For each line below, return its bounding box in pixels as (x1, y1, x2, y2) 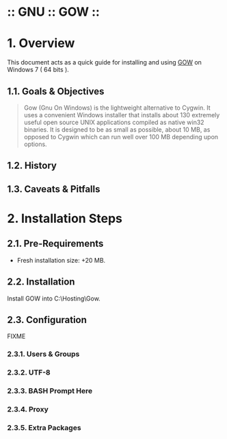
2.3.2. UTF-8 (7, 368, 51, 377)
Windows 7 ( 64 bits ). (7, 66, 70, 74)
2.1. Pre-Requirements (7, 238, 104, 250)
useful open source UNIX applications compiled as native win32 (23, 118, 204, 126)
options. (23, 140, 47, 148)
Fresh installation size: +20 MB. (16, 256, 106, 264)
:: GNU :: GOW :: (7, 4, 101, 20)
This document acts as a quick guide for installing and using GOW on (7, 58, 202, 67)
